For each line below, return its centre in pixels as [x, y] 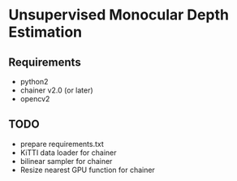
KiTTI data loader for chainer [68, 153]
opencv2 [35, 99]
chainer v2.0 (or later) [56, 90]
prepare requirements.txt [62, 144]
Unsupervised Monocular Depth [119, 15]
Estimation [45, 32]
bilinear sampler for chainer [66, 161]
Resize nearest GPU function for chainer [88, 170]
